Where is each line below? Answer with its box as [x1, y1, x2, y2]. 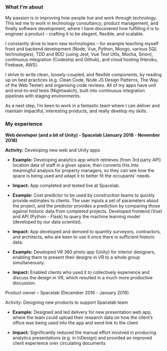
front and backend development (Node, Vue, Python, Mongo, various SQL [5, 46, 157, 52]
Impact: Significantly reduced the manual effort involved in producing [12, 329, 156, 335]
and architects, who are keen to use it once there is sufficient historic [12, 234, 155, 240]
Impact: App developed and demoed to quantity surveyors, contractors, [12, 228, 161, 234]
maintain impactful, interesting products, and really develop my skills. [5, 108, 147, 114]
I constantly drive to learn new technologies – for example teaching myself [5, 41, 158, 47]
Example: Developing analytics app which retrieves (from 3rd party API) [12, 156, 161, 162]
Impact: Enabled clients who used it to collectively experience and [12, 269, 150, 275]
